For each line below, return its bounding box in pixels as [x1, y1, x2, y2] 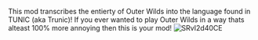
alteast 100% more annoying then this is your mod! [8, 24, 173, 32]
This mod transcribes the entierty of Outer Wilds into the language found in [8, 7, 251, 16]
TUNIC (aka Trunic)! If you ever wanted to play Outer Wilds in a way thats [8, 15, 245, 24]
